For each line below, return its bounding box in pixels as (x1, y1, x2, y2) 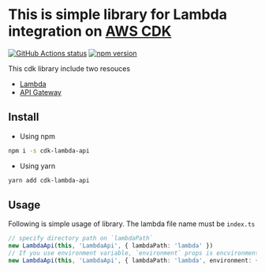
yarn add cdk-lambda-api (8, 176, 90, 184)
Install (8, 111, 39, 124)
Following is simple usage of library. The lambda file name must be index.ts (8, 219, 256, 229)
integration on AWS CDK (8, 22, 172, 40)
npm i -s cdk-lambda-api (8, 146, 90, 155)
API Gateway (19, 87, 62, 96)
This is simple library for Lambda (8, 6, 227, 24)
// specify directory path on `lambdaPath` (8, 235, 154, 243)
